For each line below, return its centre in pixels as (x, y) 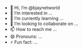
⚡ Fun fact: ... (24, 42)
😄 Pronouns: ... (26, 36)
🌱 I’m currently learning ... (37, 18)
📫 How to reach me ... (33, 29)
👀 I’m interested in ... (31, 13)
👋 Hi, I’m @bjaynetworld (35, 8)
